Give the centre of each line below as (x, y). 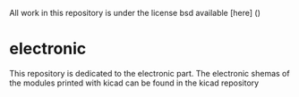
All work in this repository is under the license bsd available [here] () (135, 13)
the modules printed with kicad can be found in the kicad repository (134, 83)
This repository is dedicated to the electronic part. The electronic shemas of (149, 73)
